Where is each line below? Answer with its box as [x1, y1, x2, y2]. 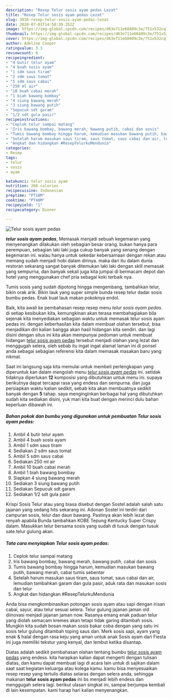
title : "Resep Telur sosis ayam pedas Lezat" [6, 12, 104, 17]
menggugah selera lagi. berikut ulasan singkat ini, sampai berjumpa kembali [6, 682, 165, 688]
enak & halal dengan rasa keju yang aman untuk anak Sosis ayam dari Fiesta [6, 633, 166, 640]
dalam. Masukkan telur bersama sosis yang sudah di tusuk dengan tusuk [6, 523, 159, 529]
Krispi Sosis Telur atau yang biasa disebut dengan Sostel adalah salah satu [6, 501, 163, 507]
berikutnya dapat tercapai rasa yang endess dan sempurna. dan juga [6, 379, 151, 386]
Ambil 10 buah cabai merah [13, 464, 71, 470]
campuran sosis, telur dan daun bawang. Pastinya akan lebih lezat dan [6, 512, 154, 518]
